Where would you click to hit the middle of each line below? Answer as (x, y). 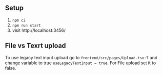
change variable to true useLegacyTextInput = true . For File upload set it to (81, 63)
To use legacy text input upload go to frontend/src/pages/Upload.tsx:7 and (81, 57)
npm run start (26, 25)
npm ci (19, 20)
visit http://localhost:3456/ (39, 30)
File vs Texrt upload (36, 46)
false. (10, 68)
